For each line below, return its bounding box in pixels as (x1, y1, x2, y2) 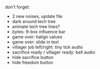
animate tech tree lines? (12, 24, 60, 29)
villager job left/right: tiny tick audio (12, 44, 83, 50)
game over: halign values (12, 34, 63, 40)
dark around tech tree (12, 19, 56, 24)
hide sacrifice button (12, 55, 54, 60)
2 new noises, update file (12, 14, 63, 19)
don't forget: (5, 4, 30, 10)
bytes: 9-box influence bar (12, 29, 66, 34)
